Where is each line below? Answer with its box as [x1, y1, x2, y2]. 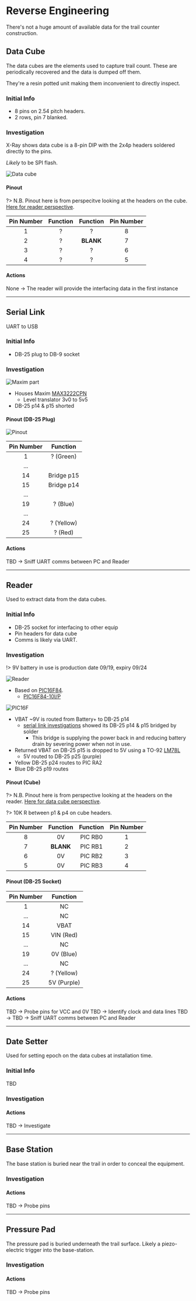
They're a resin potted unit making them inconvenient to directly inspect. [6, 80, 181, 87]
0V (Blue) [51, 950, 78, 958]
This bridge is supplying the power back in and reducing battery [32, 734, 187, 741]
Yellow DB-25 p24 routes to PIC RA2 [14, 759, 103, 766]
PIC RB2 [80, 852, 103, 861]
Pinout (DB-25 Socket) [6, 877, 62, 884]
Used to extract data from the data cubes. [6, 596, 107, 603]
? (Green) [50, 452, 77, 460]
